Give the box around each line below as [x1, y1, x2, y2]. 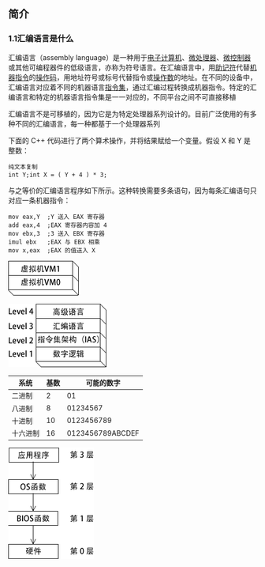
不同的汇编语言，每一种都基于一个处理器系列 [14, 119, 160, 128]
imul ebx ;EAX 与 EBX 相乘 [8, 238, 101, 246]
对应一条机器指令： [8, 195, 71, 205]
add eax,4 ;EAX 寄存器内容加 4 [8, 221, 108, 229]
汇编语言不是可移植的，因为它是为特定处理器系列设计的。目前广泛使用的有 [8, 109, 250, 119]
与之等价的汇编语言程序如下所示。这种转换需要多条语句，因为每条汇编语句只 [8, 185, 257, 195]
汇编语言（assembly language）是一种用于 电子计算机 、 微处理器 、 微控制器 [8, 52, 251, 62]
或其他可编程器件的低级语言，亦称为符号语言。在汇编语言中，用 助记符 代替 [8, 62, 250, 72]
